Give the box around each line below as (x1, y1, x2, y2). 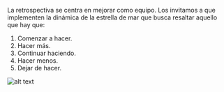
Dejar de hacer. (17, 64, 61, 72)
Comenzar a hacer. (17, 34, 73, 43)
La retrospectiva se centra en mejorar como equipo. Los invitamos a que (7, 6, 216, 14)
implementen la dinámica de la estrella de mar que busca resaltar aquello (7, 13, 218, 22)
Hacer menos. (17, 56, 58, 65)
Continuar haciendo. (17, 49, 77, 57)
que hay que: (7, 21, 45, 29)
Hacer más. (17, 42, 51, 49)
